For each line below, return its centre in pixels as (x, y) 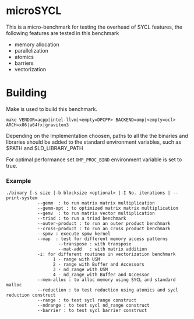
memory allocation (37, 44)
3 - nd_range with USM (80, 270)
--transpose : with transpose (95, 244)
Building (27, 93)
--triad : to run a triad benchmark (82, 219)
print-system (22, 198)
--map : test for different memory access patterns (102, 239)
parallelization (31, 50)
